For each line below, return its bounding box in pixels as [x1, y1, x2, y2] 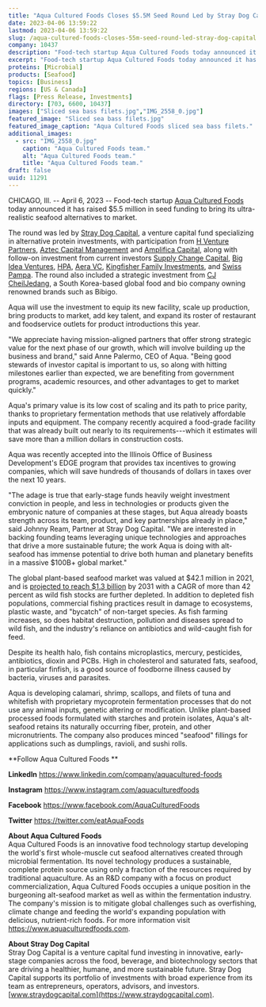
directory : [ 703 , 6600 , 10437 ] [8, 100, 112, 108]
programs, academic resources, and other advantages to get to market [8, 376, 240, 386]
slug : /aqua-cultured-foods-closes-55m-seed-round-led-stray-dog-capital [8, 33, 257, 42]
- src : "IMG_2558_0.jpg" [15, 136, 97, 145]
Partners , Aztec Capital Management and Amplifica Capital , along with [8, 244, 237, 254]
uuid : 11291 [8, 174, 47, 183]
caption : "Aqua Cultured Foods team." [22, 144, 150, 152]
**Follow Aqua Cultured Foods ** [8, 754, 119, 763]
